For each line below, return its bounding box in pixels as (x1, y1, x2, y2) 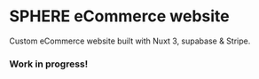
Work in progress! (9, 58, 89, 70)
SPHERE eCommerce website (9, 6, 230, 27)
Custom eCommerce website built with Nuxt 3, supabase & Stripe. (9, 36, 251, 46)
